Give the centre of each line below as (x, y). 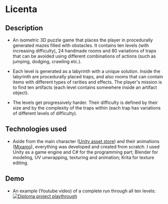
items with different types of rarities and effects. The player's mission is (87, 82)
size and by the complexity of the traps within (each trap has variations (87, 108)
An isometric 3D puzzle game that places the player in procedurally (83, 40)
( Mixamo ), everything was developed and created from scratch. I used (86, 146)
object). (21, 93)
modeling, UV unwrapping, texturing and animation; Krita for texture (83, 157)
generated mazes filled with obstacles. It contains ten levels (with (81, 45)
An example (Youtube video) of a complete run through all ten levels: (84, 191)
